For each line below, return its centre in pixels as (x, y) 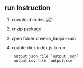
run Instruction (28, 8)
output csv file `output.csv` (44, 61)
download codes (28, 19)
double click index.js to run (38, 47)
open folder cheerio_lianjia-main (44, 38)
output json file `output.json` (46, 56)
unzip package (26, 29)
